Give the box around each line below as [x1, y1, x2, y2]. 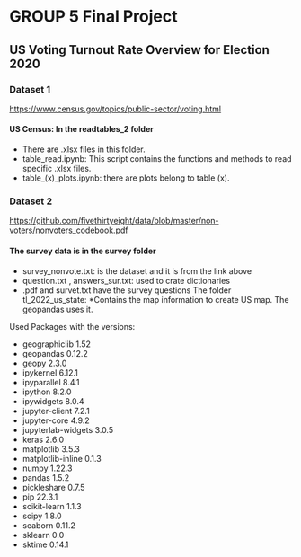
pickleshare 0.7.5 [22, 482, 85, 492]
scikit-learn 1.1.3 [22, 500, 83, 511]
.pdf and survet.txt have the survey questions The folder [22, 285, 232, 296]
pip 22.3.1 [22, 491, 58, 502]
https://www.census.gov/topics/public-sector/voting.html [9, 103, 222, 114]
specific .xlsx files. [22, 164, 92, 174]
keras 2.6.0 [22, 434, 65, 445]
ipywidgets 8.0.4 [22, 395, 84, 406]
